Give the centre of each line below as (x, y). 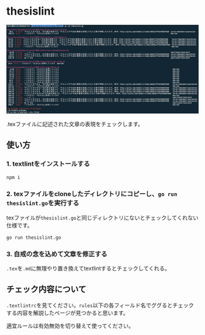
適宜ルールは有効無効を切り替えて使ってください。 (70, 326)
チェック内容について (46, 290)
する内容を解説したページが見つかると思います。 (68, 312)
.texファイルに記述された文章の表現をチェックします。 (75, 124)
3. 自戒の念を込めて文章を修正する (57, 254)
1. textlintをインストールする (48, 164)
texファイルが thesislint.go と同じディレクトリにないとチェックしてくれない (103, 217)
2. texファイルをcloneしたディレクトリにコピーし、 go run (92, 194)
